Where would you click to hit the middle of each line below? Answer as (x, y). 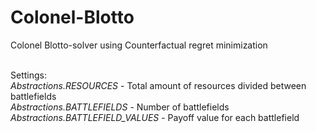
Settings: (28, 75)
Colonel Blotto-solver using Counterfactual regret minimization (139, 45)
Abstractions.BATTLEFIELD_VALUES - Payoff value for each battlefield (155, 117)
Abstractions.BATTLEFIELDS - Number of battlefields (120, 107)
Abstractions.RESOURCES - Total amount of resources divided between (158, 85)
